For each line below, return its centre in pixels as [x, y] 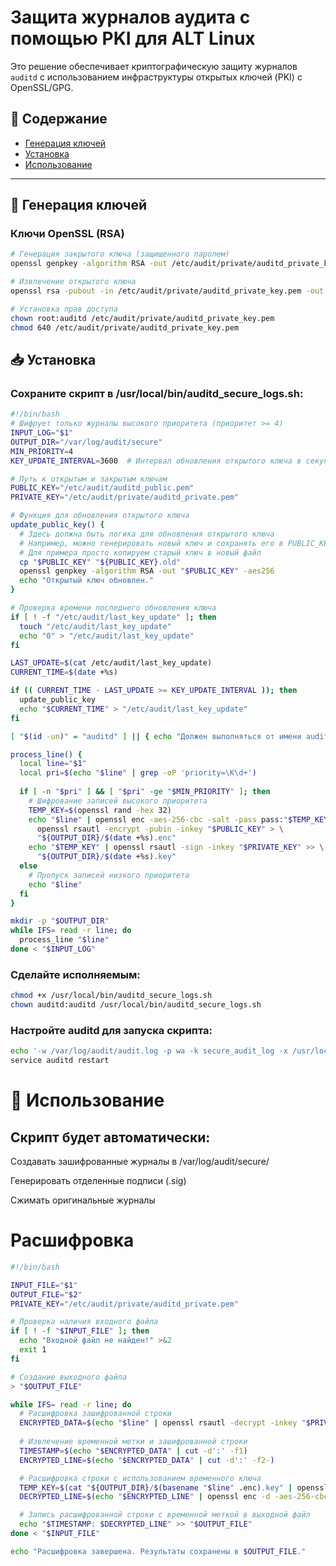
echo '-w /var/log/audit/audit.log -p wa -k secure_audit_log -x [149, 1051]
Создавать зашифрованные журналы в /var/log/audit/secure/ [140, 1161]
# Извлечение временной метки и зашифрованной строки [133, 1442]
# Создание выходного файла [69, 1377]
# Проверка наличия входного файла [84, 1322]
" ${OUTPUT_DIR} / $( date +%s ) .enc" [106, 838]
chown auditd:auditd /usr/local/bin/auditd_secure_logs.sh [136, 1005]
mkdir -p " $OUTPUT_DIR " [60, 921]
